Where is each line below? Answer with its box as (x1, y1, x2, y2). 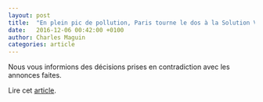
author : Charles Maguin (8, 33, 86, 42)
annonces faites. (8, 71, 62, 80)
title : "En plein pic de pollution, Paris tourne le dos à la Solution (8, 19, 250, 27)
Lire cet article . (8, 86, 57, 95)
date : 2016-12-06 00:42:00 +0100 (8, 26, 124, 34)
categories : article (8, 41, 76, 49)
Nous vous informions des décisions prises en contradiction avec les (8, 62, 230, 71)
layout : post (8, 11, 51, 20)
